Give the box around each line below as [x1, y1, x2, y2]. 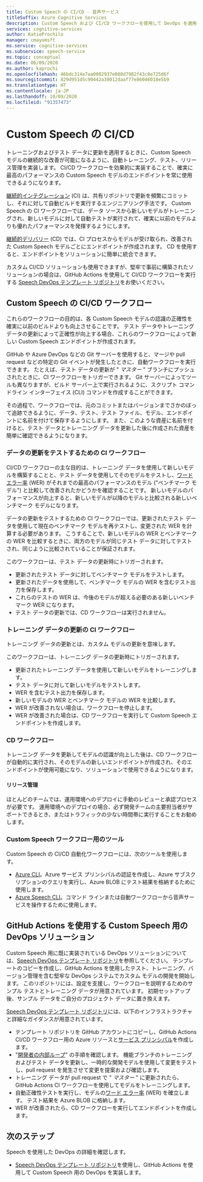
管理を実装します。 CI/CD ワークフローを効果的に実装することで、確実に [11, 163, 193, 171]
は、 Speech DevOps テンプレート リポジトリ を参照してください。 [6, 957, 171, 964]
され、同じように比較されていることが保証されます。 [6, 545, 139, 552]
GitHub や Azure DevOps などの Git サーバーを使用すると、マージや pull [6, 350, 185, 358]
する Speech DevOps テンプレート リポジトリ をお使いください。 [6, 278, 168, 285]
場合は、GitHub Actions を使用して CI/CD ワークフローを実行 [43, 271, 196, 278]
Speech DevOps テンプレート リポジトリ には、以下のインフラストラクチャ [6, 1008, 193, 1015]
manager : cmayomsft [6, 37, 56, 43]
